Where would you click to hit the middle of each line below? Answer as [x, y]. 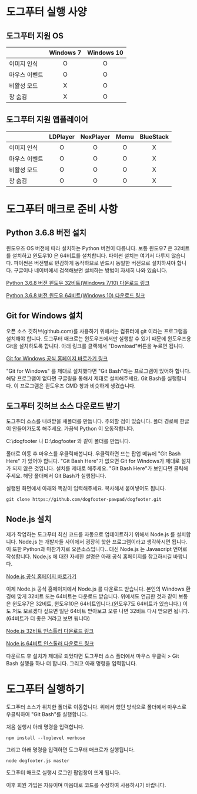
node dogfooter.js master [38, 761]
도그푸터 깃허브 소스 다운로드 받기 [63, 406]
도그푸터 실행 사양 [46, 12]
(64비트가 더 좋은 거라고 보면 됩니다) [48, 619]
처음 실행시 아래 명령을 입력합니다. [45, 727]
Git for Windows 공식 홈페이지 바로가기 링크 [57, 358]
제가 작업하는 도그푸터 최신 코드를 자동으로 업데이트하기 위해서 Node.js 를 [91, 534]
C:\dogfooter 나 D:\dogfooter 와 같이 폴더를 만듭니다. [68, 441]
